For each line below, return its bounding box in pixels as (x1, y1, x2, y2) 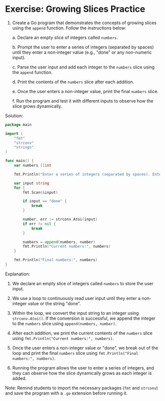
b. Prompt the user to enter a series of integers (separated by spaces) (12, 44, 154, 50)
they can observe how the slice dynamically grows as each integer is (12, 370, 152, 376)
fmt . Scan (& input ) (23, 190, 58, 195)
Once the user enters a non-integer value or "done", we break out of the (12, 345, 159, 351)
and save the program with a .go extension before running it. (5, 390, 128, 396)
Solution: (5, 112, 23, 119)
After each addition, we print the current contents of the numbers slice (12, 330, 153, 336)
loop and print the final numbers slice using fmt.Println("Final (12, 350, 138, 356)
